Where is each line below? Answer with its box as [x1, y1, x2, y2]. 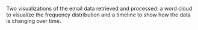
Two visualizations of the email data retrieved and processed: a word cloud [6, 5, 193, 12]
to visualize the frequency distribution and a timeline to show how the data [6, 11, 191, 18]
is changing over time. [6, 18, 61, 24]
